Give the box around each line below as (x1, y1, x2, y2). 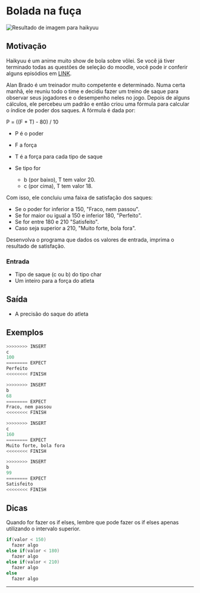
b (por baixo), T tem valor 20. (23, 176, 96, 183)
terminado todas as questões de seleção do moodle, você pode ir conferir (6, 63, 188, 70)
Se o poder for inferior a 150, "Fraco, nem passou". (14, 205, 140, 212)
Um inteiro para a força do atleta (14, 277, 95, 285)
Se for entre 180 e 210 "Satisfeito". (14, 218, 99, 225)
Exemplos (6, 328, 43, 338)
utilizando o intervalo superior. (6, 525, 81, 532)
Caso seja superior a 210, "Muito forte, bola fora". (14, 224, 136, 231)
